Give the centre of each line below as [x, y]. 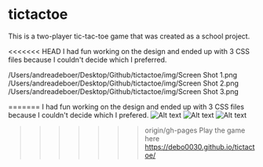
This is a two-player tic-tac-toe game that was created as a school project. [129, 36]
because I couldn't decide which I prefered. [79, 114]
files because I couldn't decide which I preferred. [88, 60]
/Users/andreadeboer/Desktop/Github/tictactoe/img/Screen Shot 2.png [124, 83]
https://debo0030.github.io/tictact [200, 147]
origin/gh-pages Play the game [195, 130]
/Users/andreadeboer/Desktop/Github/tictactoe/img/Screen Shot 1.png [123, 74]
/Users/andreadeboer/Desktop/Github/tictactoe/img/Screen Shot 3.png [124, 91]
